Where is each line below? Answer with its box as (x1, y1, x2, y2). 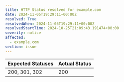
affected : (5, 35, 26, 40)
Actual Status (58, 60, 91, 67)
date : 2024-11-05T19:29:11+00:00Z (5, 12, 77, 17)
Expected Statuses (7, 60, 54, 67)
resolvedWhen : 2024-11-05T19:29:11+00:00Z (5, 21, 95, 26)
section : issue (5, 44, 37, 49)
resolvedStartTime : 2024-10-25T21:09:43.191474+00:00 (5, 26, 120, 31)
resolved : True (5, 16, 37, 21)
